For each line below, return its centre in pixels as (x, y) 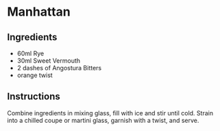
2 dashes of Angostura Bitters (59, 68)
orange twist (35, 75)
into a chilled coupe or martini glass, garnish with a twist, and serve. (103, 120)
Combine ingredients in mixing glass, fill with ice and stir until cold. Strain (110, 113)
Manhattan (39, 12)
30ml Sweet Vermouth (49, 61)
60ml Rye (30, 53)
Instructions (34, 97)
